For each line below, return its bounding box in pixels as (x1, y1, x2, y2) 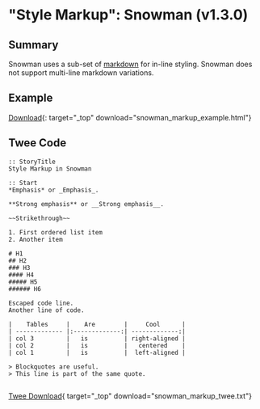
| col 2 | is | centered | (8, 341, 186, 349)
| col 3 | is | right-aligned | (8, 334, 186, 343)
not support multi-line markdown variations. (8, 68, 154, 78)
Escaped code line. (8, 299, 74, 307)
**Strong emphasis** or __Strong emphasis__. (8, 200, 164, 208)
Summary (8, 38, 59, 52)
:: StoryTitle (8, 158, 57, 166)
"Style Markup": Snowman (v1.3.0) (8, 6, 249, 24)
